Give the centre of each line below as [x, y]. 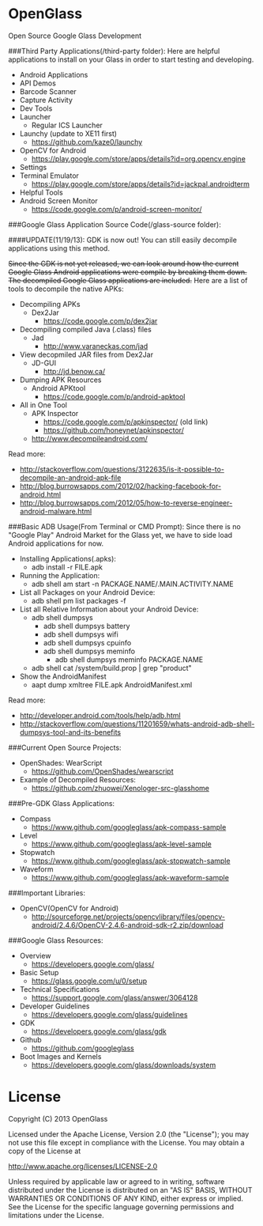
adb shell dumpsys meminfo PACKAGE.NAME [129, 659]
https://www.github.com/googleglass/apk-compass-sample [129, 827]
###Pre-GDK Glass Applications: [62, 803]
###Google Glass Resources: [56, 940]
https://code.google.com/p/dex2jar [100, 320]
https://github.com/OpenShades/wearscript [102, 771]
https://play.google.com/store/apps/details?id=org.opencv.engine [139, 158]
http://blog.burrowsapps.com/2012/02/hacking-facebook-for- [120, 486]
